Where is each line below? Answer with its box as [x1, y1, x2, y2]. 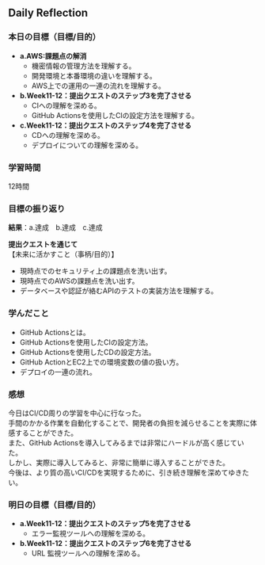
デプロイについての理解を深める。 [31, 140, 143, 150]
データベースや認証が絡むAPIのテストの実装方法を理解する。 [19, 286, 218, 296]
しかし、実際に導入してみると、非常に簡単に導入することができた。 [8, 457, 230, 467]
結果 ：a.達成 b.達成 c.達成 [8, 223, 103, 232]
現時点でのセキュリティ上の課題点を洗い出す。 [19, 266, 172, 276]
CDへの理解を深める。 [31, 130, 104, 139]
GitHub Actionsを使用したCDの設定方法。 [19, 347, 156, 357]
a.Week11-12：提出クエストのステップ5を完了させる [19, 519, 191, 529]
